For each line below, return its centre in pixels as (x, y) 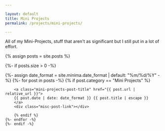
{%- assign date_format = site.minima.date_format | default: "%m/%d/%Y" (81, 75)
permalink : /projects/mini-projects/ (44, 23)
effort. (12, 47)
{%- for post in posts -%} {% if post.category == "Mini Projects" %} (81, 81)
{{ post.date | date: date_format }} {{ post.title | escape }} (81, 98)
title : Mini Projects (27, 18)
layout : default (22, 14)
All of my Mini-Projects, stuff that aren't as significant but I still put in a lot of (82, 41)
